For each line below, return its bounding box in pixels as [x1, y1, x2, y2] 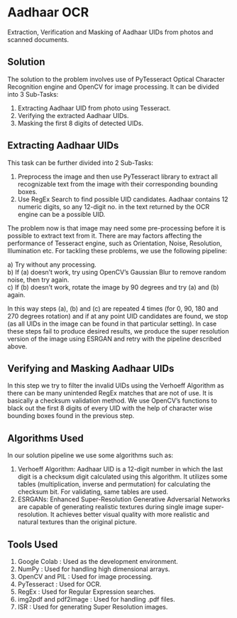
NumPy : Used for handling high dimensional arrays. [17, 565, 170, 573]
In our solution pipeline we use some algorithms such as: [7, 451, 174, 459]
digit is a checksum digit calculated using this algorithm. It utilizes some [17, 472, 228, 481]
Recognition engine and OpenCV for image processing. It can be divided [7, 82, 219, 91]
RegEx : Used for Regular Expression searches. [17, 587, 156, 596]
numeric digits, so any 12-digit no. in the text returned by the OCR [17, 202, 210, 211]
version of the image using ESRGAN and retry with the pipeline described [7, 334, 222, 343]
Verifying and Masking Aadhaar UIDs [7, 362, 175, 374]
